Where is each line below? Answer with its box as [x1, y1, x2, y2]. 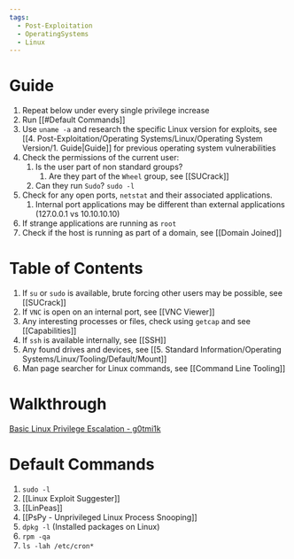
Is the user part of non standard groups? [35, 161, 183, 173]
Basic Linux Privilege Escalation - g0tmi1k [9, 423, 161, 434]
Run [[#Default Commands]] [21, 114, 126, 125]
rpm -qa [21, 532, 50, 541]
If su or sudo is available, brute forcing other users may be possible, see [21, 288, 283, 299]
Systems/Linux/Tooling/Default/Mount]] [21, 353, 167, 364]
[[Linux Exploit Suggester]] [21, 493, 120, 503]
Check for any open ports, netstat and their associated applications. [21, 190, 273, 200]
